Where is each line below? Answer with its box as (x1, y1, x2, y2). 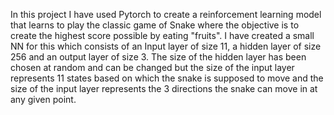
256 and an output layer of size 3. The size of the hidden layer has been (10, 51, 307, 63)
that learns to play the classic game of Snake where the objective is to (10, 19, 300, 31)
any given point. (10, 94, 77, 105)
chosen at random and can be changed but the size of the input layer (10, 62, 295, 73)
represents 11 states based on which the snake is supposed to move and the (10, 72, 324, 84)
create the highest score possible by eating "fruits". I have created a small (10, 30, 315, 41)
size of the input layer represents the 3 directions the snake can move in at (10, 83, 318, 94)
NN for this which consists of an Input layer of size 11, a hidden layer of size (10, 40, 322, 52)
